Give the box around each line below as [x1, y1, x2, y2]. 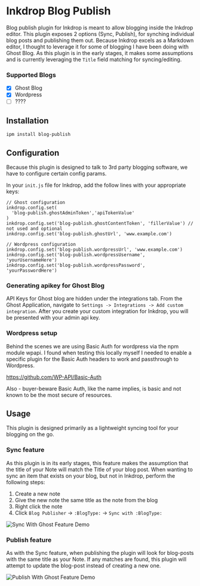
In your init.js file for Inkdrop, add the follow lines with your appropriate [6, 181, 186, 189]
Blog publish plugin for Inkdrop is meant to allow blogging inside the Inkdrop [6, 24, 193, 31]
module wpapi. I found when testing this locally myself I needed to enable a [6, 349, 192, 356]
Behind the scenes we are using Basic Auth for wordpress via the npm [6, 342, 179, 350]
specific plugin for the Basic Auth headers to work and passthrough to [6, 355, 179, 363]
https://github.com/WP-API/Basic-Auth [6, 373, 101, 381]
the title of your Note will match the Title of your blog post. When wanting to [6, 466, 193, 473]
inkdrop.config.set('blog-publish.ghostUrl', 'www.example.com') [6, 231, 172, 237]
